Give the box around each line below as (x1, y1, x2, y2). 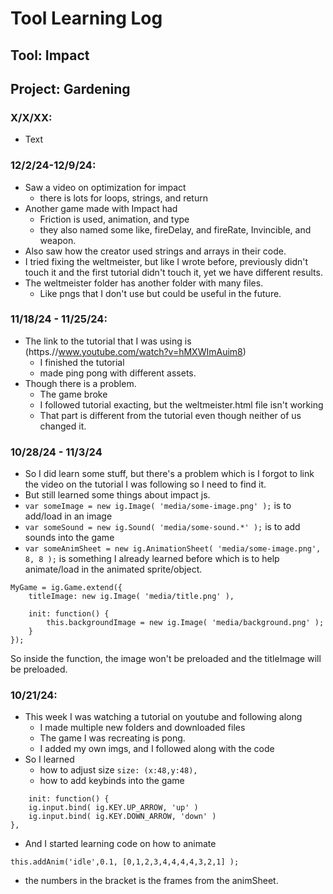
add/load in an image (24, 510, 113, 522)
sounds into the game (24, 532, 115, 544)
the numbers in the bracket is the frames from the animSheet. (24, 875, 279, 887)
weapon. (39, 234, 77, 246)
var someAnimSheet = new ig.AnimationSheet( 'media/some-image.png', (24, 544, 322, 554)
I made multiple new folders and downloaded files (39, 722, 246, 734)
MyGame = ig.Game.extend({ (10, 583, 123, 593)
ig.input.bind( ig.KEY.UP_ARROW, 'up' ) (28, 803, 199, 813)
